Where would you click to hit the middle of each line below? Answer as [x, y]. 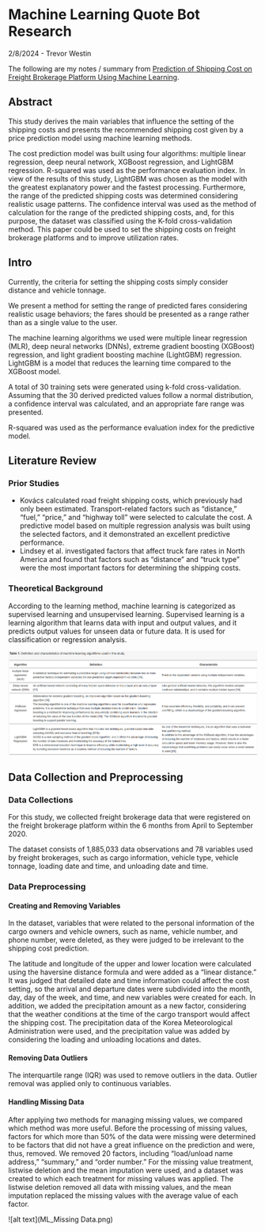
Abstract [30, 102]
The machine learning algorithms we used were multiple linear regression [128, 338]
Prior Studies [34, 483]
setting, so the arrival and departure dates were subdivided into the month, [130, 989]
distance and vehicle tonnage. [57, 290]
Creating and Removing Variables [64, 905]
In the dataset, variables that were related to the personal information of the [131, 923]
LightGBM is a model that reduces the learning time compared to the [120, 363]
